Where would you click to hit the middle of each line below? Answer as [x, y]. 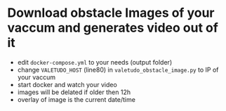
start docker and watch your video [67, 84]
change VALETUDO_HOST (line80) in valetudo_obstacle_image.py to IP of [118, 70]
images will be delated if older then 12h [74, 92]
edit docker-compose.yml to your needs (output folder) [95, 62]
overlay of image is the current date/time [76, 99]
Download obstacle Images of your [111, 13]
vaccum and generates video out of [113, 28]
